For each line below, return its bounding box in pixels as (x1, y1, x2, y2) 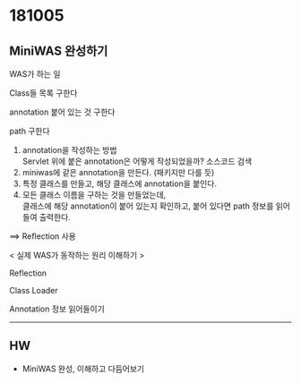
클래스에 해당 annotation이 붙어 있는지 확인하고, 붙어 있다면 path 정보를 (21, 200, 274, 211)
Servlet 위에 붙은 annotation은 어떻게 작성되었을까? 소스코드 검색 (21, 156, 253, 166)
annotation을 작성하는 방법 (21, 145, 117, 155)
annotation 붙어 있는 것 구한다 (9, 106, 116, 117)
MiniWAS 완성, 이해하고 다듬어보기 (21, 363, 145, 374)
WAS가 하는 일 (9, 69, 61, 79)
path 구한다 (9, 126, 51, 136)
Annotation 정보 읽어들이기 (9, 303, 105, 314)
